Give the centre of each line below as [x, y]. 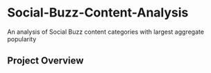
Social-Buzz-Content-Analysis [98, 13]
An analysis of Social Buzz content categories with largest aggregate [106, 32]
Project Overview [45, 61]
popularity [22, 39]
